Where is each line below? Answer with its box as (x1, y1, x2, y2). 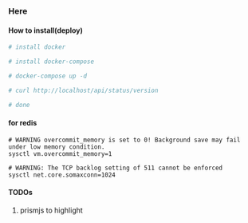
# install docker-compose (8, 58, 94, 66)
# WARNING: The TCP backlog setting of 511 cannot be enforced (8, 164, 223, 172)
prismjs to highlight (19, 205, 84, 215)
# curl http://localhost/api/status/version (8, 86, 159, 94)
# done (8, 101, 30, 109)
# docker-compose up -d (8, 72, 88, 80)
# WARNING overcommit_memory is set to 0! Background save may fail (8, 136, 241, 144)
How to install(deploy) (8, 26, 84, 35)
